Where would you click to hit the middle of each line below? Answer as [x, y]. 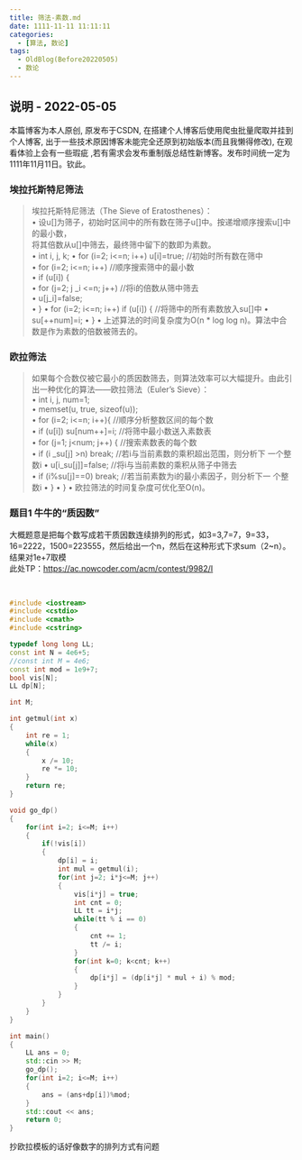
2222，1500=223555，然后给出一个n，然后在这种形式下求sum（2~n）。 [156, 545]
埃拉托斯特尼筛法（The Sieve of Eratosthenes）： [122, 210]
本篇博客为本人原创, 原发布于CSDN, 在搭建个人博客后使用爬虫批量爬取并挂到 [151, 130]
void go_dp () [34, 810]
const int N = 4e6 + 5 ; [50, 653]
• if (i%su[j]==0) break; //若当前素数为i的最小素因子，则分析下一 [151, 476]
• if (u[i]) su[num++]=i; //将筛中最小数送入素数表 [121, 431]
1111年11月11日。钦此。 [50, 164]
